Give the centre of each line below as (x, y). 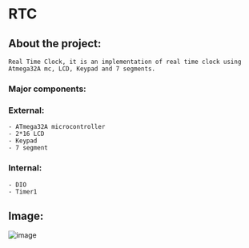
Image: (26, 216)
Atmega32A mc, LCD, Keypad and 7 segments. (82, 69)
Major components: (47, 89)
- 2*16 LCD (26, 134)
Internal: (25, 168)
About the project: (55, 44)
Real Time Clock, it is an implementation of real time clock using (125, 62)
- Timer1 (23, 192)
